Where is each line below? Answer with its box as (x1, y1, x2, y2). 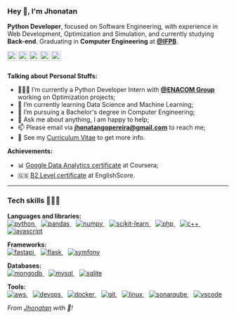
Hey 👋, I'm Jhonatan (7, 6, 78, 16)
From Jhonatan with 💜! (7, 304, 74, 312)
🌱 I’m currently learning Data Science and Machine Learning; (17, 100, 194, 109)
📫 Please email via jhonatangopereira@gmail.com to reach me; (17, 123, 206, 132)
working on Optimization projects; (17, 93, 116, 101)
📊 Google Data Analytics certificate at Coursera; (17, 161, 159, 169)
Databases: (7, 261, 42, 270)
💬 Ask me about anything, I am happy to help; (17, 115, 150, 124)
